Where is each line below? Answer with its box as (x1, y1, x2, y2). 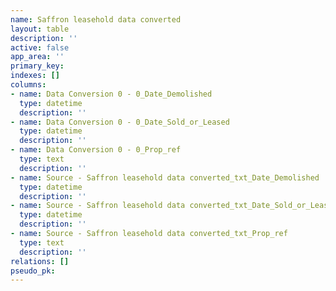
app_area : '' (10, 52, 65, 62)
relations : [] (10, 256, 70, 266)
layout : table (10, 24, 70, 34)
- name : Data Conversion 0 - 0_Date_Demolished (10, 89, 213, 99)
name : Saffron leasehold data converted (10, 14, 182, 25)
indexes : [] (10, 71, 60, 81)
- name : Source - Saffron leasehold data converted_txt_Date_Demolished (10, 172, 320, 183)
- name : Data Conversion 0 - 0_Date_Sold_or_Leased (10, 117, 230, 127)
